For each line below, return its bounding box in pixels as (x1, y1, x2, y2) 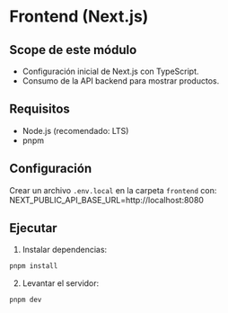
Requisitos (9, 102, 70, 117)
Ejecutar (9, 220, 57, 236)
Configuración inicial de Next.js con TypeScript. (22, 66, 199, 76)
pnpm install (9, 262, 58, 271)
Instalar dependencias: (22, 245, 108, 255)
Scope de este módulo (9, 42, 137, 58)
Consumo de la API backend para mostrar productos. (22, 76, 220, 86)
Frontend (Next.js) (9, 6, 149, 27)
